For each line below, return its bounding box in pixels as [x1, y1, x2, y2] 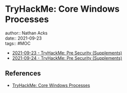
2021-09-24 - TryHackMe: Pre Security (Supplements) [12, 55, 123, 61]
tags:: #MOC [5, 40, 31, 46]
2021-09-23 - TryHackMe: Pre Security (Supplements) [12, 50, 122, 56]
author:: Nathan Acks [5, 30, 48, 36]
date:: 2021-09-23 [5, 35, 42, 41]
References [5, 70, 41, 78]
